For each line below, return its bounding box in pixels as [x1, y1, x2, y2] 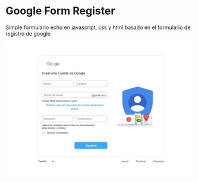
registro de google [5, 30, 51, 37]
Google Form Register [5, 4, 115, 18]
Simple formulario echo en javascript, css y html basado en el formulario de [5, 24, 191, 31]
